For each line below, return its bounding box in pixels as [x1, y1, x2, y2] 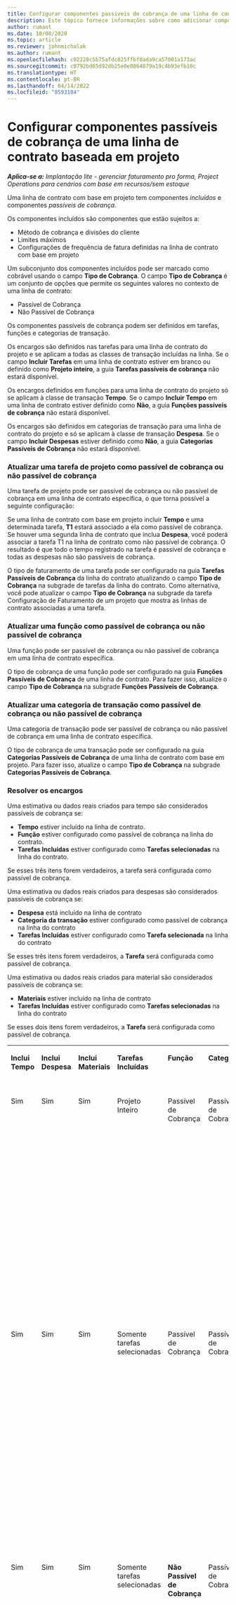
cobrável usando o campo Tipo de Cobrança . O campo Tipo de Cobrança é [7, 272, 228, 280]
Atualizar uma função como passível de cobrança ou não [7, 621, 206, 631]
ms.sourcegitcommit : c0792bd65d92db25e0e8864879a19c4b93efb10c [7, 63, 197, 70]
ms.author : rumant [7, 50, 61, 57]
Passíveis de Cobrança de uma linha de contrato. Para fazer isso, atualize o [7, 675, 228, 683]
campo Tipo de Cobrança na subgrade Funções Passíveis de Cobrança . [7, 682, 219, 690]
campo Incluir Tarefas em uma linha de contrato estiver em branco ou [7, 357, 211, 366]
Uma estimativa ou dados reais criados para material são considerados [7, 973, 213, 982]
